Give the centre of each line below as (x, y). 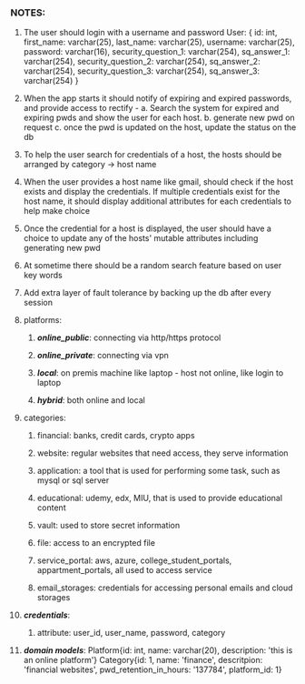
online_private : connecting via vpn (103, 356)
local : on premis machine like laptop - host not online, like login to (160, 373)
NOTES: (28, 13)
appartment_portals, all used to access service (124, 570)
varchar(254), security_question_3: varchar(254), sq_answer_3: (142, 71)
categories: (44, 418)
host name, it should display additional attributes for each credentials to (157, 201)
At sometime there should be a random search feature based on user (152, 266)
